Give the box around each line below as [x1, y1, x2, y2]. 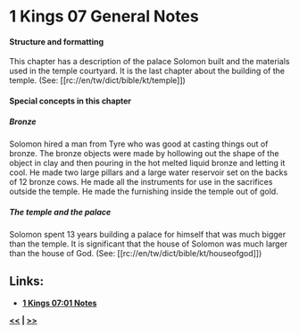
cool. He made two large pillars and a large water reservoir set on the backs [9, 167, 288, 178]
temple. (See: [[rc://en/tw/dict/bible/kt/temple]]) [9, 75, 186, 86]
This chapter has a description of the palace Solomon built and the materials [9, 56, 290, 67]
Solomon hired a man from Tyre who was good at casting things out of [9, 138, 269, 149]
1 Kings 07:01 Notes [21, 297, 97, 308]
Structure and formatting [9, 36, 104, 46]
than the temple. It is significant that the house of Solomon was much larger [9, 238, 288, 249]
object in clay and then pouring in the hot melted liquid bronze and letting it [9, 157, 286, 168]
